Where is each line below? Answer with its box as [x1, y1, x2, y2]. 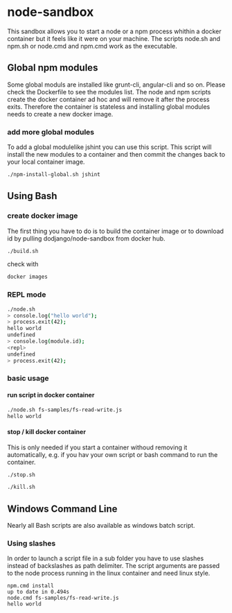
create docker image [7, 211, 78, 221]
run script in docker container [7, 391, 95, 399]
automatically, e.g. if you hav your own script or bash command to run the [7, 450, 218, 458]
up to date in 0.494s [7, 589, 70, 596]
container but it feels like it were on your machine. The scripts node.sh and [7, 34, 220, 42]
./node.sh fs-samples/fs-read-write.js [7, 406, 123, 413]
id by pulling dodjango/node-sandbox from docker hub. [7, 234, 166, 243]
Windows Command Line [7, 503, 118, 515]
